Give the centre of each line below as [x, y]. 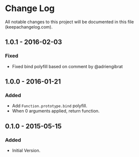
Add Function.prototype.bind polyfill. [50, 106]
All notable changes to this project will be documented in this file [69, 22]
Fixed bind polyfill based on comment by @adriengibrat [67, 66]
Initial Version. [26, 150]
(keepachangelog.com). [29, 27]
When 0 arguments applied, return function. [56, 111]
